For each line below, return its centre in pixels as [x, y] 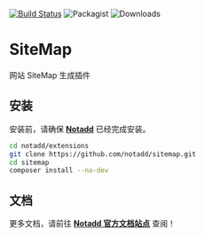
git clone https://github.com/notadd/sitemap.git [103, 154]
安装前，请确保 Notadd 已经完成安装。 [80, 129]
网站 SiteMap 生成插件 [50, 75]
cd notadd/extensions [49, 146]
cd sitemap [29, 162]
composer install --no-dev [59, 170]
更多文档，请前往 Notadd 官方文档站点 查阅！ [92, 224]
